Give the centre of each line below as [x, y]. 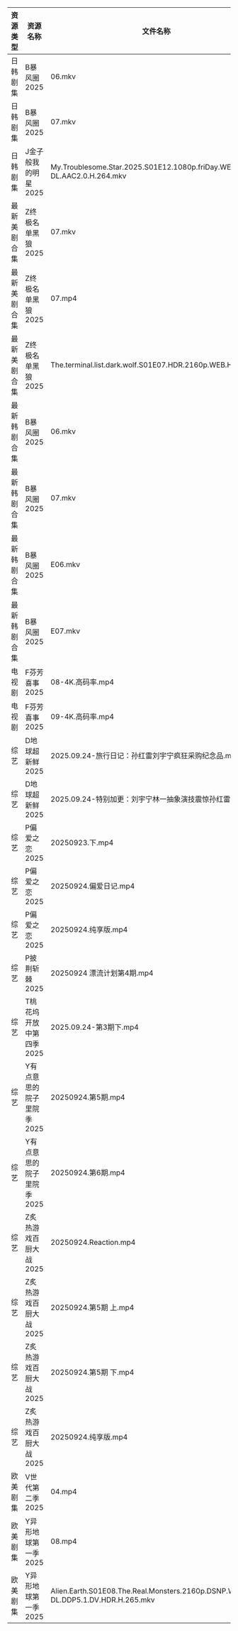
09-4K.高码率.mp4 [83, 716]
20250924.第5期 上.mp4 [92, 1307]
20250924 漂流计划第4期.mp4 [102, 973]
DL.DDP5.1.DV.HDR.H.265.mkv [103, 1600]
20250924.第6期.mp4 [88, 1173]
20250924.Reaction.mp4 [93, 1242]
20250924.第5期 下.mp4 [92, 1372]
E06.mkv [65, 565]
